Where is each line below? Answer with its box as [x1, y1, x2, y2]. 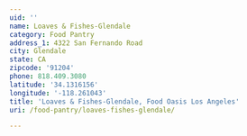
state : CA [9, 55, 47, 64]
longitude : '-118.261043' [9, 88, 106, 97]
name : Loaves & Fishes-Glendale [9, 22, 131, 31]
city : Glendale [9, 47, 67, 56]
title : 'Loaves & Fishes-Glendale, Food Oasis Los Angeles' [9, 96, 241, 106]
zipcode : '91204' [9, 64, 75, 73]
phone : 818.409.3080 [9, 72, 87, 81]
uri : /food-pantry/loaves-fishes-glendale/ [9, 105, 176, 114]
